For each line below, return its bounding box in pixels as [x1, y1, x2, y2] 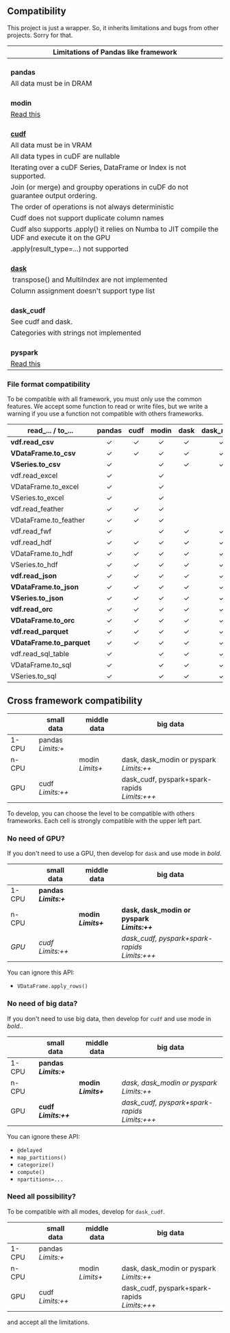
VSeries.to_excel [10, 493, 64, 503]
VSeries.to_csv [10, 459, 61, 469]
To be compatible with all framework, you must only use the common [7, 395, 202, 403]
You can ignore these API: [7, 1132, 80, 1140]
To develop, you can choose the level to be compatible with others [7, 809, 195, 817]
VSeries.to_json [10, 593, 64, 603]
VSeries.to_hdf [10, 560, 58, 570]
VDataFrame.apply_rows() [16, 983, 88, 990]
